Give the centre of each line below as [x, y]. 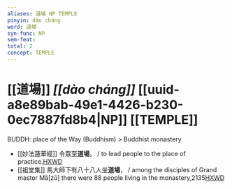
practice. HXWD [40, 161]
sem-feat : [22, 40]
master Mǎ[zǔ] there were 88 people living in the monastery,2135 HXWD [121, 177]
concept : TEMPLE [31, 53]
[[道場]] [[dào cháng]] [71, 90]
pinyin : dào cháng [34, 20]
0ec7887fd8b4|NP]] [67, 120]
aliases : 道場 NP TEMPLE [42, 14]
